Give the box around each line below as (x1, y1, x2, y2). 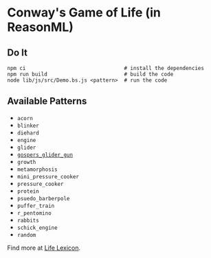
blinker (16, 122, 39, 129)
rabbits (16, 217, 39, 224)
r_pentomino (16, 209, 52, 217)
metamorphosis (16, 166, 58, 173)
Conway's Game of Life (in (7, 5, 162, 21)
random (16, 231, 36, 238)
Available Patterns (7, 95, 87, 107)
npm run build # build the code (7, 71, 174, 78)
